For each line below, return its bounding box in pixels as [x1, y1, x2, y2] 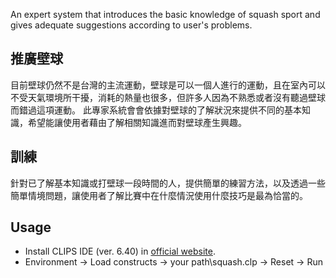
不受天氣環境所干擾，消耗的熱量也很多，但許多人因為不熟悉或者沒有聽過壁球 [10, 91, 326, 103]
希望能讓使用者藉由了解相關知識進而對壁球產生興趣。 [27, 116, 247, 128]
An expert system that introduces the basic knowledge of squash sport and [10, 9, 321, 20]
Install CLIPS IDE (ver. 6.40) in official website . [24, 245, 216, 258]
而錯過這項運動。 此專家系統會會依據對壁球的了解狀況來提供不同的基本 [10, 104, 302, 116]
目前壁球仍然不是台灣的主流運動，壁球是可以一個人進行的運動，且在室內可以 [10, 79, 326, 91]
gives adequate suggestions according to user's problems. [10, 19, 253, 31]
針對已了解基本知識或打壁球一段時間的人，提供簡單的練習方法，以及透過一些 [10, 177, 326, 189]
